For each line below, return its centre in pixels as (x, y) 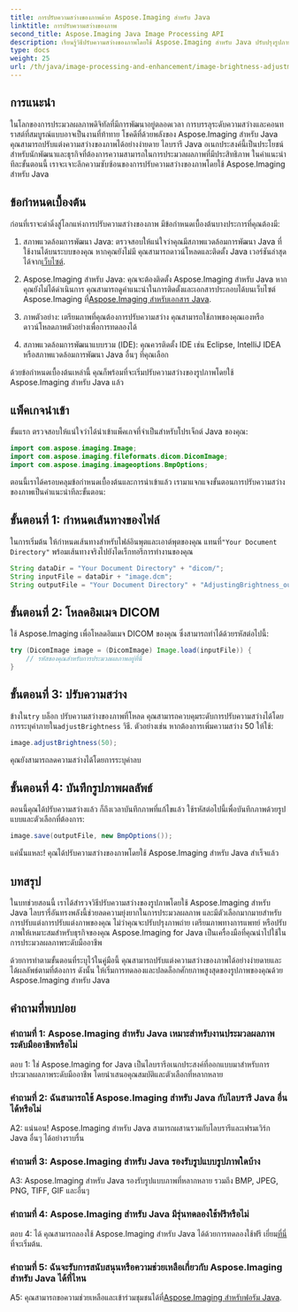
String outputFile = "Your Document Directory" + (103, 585)
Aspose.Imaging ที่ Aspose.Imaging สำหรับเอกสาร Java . (117, 299)
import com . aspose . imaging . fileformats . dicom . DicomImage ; (119, 457)
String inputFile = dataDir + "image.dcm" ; (92, 577)
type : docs (30, 50)
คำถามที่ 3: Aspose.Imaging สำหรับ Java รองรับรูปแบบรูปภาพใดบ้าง (135, 1161)
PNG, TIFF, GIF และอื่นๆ (50, 1191)
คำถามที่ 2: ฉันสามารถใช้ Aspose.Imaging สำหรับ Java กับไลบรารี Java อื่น (149, 1098)
